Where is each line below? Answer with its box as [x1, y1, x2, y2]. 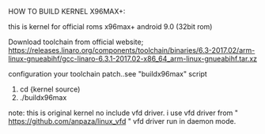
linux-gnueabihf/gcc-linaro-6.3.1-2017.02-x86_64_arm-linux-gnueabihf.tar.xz [8, 54, 258, 63]
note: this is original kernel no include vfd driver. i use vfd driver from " [8, 108, 239, 117]
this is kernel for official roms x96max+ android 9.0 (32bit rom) [8, 22, 213, 31]
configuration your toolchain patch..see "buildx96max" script [8, 69, 207, 78]
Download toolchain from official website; [8, 37, 144, 47]
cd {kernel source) [19, 84, 81, 94]
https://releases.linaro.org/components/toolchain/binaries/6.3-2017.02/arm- [8, 46, 256, 54]
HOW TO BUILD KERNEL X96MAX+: [8, 7, 126, 16]
